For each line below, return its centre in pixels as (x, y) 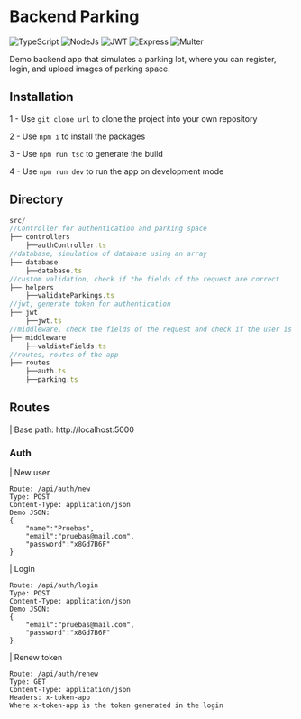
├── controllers (40, 237)
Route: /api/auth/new (50, 489)
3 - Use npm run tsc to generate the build (87, 153)
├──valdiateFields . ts (66, 346)
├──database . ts (54, 271)
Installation (41, 97)
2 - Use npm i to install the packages (78, 136)
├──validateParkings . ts (70, 296)
